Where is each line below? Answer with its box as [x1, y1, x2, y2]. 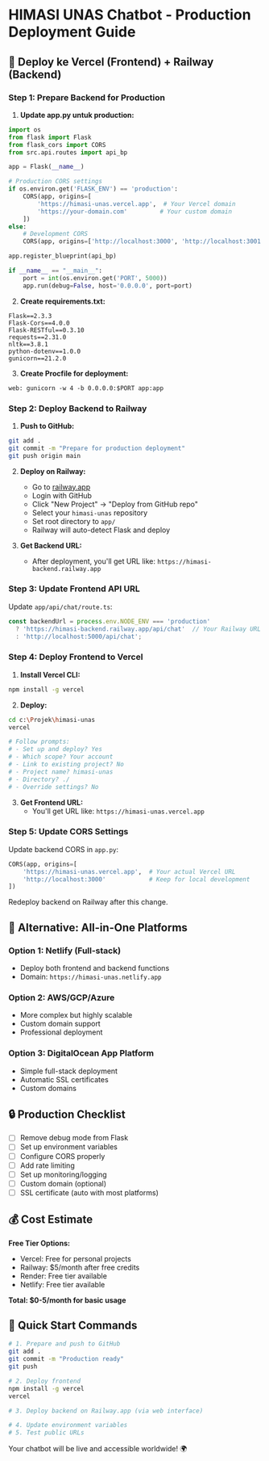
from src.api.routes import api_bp [8, 148, 128, 157]
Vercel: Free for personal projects [19, 1253, 131, 1263]
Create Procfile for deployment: [19, 368, 129, 378]
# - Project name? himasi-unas [8, 767, 114, 776]
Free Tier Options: [8, 1238, 71, 1248]
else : [8, 222, 27, 231]
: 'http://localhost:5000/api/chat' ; [15, 632, 143, 640]
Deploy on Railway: [19, 466, 86, 476]
